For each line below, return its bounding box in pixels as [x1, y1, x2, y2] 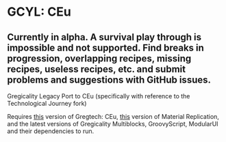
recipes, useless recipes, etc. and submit [7, 63, 186, 75]
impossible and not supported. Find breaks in [7, 42, 204, 53]
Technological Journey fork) [7, 100, 87, 107]
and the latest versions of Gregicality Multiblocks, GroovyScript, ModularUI [7, 120, 218, 128]
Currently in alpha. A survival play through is [7, 31, 202, 43]
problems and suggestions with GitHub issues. [7, 74, 211, 85]
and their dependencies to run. [7, 127, 95, 135]
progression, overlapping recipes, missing [7, 53, 192, 64]
